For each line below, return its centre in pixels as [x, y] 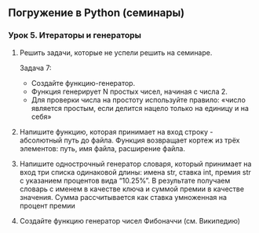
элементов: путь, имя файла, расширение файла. [102, 148]
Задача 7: [36, 68]
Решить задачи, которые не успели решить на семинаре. [116, 52]
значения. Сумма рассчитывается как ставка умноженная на [123, 197]
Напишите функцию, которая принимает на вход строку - [116, 131]
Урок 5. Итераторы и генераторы [75, 35]
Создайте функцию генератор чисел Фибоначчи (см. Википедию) [130, 220]
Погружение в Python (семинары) [97, 13]
